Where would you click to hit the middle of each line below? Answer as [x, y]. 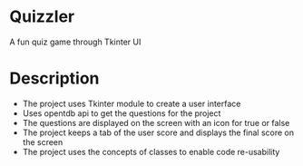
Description [54, 78]
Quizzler [42, 17]
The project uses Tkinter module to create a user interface [132, 103]
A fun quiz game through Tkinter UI [75, 42]
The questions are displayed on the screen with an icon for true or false [156, 122]
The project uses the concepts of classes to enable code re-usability [151, 151]
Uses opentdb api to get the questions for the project [122, 113]
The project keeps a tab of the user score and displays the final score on [158, 132]
